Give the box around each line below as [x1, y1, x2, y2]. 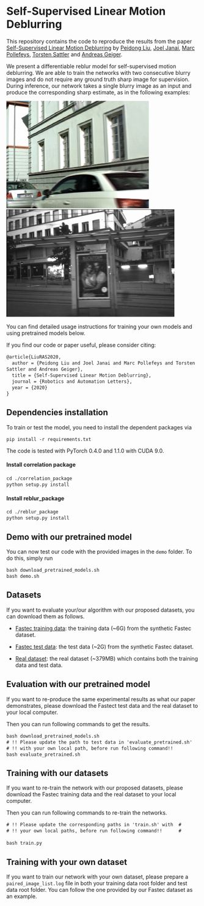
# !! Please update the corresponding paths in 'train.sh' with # [6, 822, 182, 828]
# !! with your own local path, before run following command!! [6, 745, 173, 751]
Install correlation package [6, 461, 76, 469]
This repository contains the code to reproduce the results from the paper [6, 37, 192, 45]
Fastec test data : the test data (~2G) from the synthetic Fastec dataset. [15, 643, 194, 650]
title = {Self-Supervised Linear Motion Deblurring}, [12, 372, 151, 378]
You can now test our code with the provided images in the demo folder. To [6, 548, 192, 555]
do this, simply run [6, 554, 53, 562]
